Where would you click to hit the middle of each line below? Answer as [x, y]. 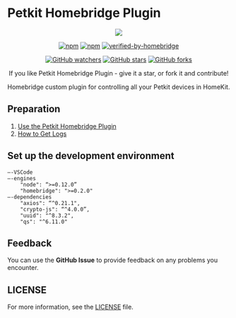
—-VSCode [20, 172]
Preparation [34, 109]
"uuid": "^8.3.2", [47, 216]
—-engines [22, 178]
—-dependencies [30, 197]
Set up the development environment [91, 156]
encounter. [23, 268]
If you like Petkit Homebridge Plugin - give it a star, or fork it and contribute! [119, 73]
